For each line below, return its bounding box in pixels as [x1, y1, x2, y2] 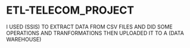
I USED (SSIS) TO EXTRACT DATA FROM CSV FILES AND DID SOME [6, 23, 173, 30]
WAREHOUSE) [6, 36, 42, 43]
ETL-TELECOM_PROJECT [6, 4, 135, 17]
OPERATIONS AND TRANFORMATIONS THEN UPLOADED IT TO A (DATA [6, 29, 185, 36]
